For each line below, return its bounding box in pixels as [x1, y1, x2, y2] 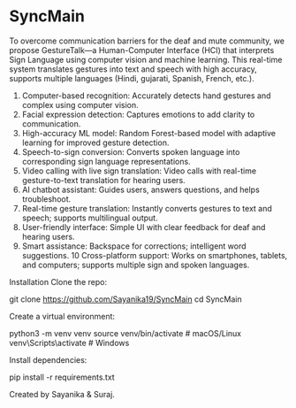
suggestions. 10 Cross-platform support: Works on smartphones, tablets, [21, 250, 288, 260]
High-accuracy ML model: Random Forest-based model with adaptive [21, 127, 277, 138]
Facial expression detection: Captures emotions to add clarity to [21, 109, 255, 119]
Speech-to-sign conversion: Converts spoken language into [21, 146, 240, 157]
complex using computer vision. [21, 99, 139, 110]
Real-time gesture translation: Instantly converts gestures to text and [21, 203, 272, 213]
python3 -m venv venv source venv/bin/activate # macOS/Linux [9, 327, 241, 338]
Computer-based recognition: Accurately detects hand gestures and [21, 90, 271, 101]
